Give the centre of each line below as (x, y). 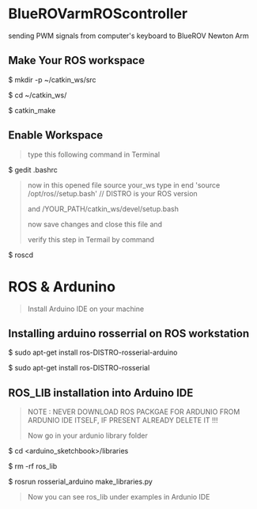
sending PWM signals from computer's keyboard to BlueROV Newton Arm (128, 36)
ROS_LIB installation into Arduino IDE (101, 393)
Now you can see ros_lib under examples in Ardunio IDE (119, 497)
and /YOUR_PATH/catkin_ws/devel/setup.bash (103, 209)
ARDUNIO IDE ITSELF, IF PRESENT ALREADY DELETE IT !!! (123, 420)
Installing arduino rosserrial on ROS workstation (129, 333)
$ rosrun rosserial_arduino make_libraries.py (80, 482)
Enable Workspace (56, 135)
